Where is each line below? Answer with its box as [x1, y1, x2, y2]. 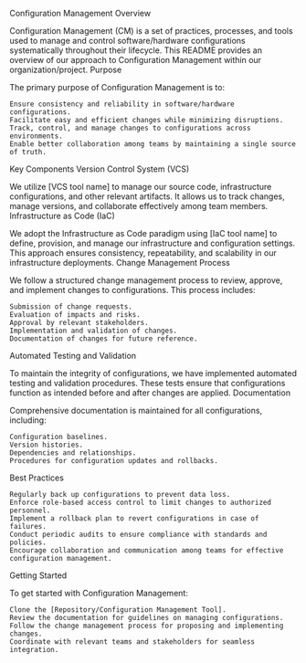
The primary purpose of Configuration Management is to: [9, 82, 226, 92]
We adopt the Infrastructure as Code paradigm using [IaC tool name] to [9, 228, 278, 238]
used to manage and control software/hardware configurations [9, 36, 247, 46]
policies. [9, 538, 47, 547]
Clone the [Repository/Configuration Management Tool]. [9, 605, 227, 615]
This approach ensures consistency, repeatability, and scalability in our [9, 247, 277, 258]
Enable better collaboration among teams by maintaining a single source [9, 140, 297, 149]
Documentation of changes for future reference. [9, 334, 198, 343]
